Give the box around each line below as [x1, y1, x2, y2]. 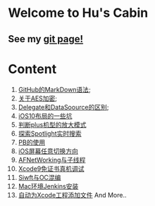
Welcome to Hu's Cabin [8, 5, 149, 21]
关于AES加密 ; [18, 94, 58, 103]
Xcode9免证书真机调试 [18, 164, 85, 173]
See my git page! [8, 33, 84, 45]
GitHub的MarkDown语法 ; [18, 85, 91, 94]
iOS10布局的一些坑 [18, 111, 73, 120]
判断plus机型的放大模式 [18, 120, 87, 129]
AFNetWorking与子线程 [18, 155, 86, 164]
